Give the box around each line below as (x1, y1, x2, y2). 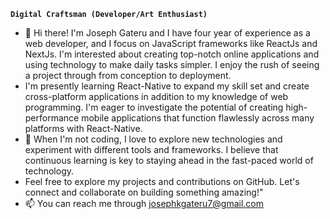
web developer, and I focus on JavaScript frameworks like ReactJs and (24, 38, 318, 49)
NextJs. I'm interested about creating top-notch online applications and (24, 48, 320, 60)
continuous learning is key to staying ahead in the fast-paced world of (24, 155, 314, 166)
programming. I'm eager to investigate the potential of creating (24, 101, 284, 113)
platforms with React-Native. (24, 123, 143, 134)
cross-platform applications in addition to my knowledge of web (24, 91, 289, 102)
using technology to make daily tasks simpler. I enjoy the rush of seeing (24, 59, 320, 70)
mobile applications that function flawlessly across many (81, 112, 315, 124)
